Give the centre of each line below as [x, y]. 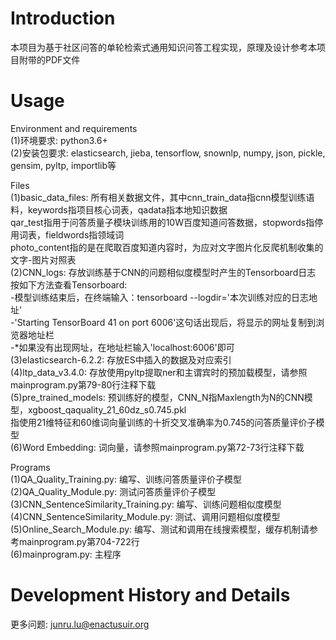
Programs [30, 467]
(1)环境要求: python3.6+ [59, 140]
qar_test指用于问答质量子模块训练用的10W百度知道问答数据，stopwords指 [162, 222]
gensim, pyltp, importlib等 [63, 165]
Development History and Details [150, 595]
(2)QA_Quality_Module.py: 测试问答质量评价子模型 [113, 491]
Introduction [63, 18]
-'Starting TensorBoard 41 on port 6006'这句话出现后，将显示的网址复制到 [163, 322]
